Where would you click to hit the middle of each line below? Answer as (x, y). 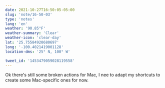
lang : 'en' (16, 24)
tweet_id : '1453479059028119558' (40, 60)
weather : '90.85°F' (25, 28)
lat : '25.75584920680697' (32, 42)
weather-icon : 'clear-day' (33, 38)
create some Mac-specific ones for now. (47, 80)
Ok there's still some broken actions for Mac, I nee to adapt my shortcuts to (83, 75)
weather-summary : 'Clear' (32, 33)
